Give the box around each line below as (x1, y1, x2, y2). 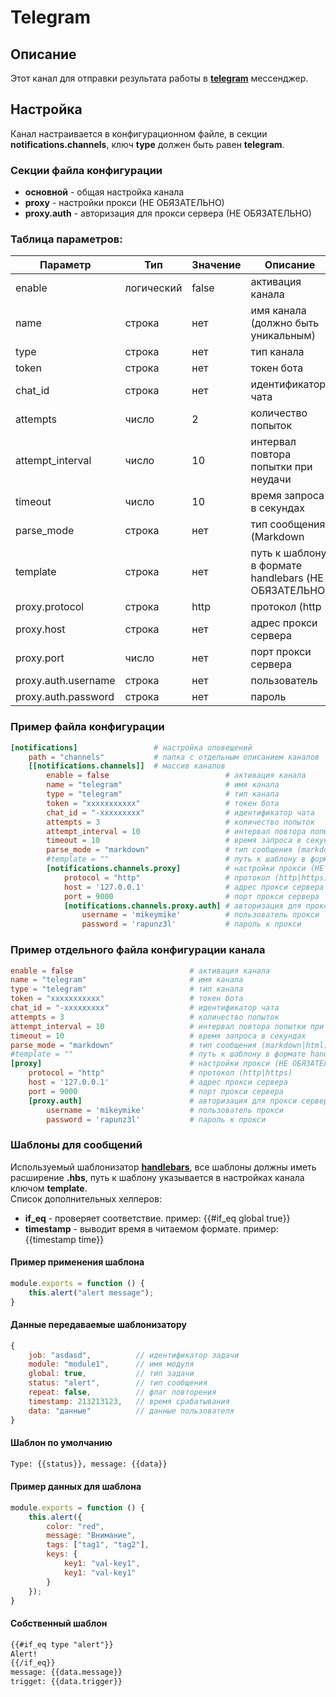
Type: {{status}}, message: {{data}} (10, 1459, 168, 1469)
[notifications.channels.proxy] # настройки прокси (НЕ (46, 864, 325, 874)
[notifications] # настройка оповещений (10, 742, 253, 753)
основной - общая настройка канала (24, 186, 185, 198)
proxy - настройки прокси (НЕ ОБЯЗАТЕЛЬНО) (24, 197, 225, 209)
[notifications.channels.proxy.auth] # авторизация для (63, 901, 302, 911)
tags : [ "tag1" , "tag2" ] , (46, 1540, 150, 1550)
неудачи (250, 472, 292, 486)
